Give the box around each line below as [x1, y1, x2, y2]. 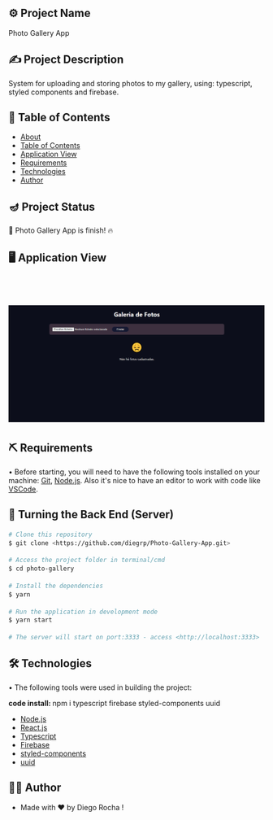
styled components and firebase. [8, 87, 119, 97]
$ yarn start [8, 616, 53, 625]
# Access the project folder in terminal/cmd [8, 556, 165, 565]
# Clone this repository [8, 530, 93, 539]
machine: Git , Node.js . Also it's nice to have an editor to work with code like [8, 475, 262, 485]
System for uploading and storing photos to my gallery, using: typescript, [8, 78, 253, 88]
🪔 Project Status [8, 199, 95, 214]
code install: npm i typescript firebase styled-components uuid [8, 698, 221, 708]
